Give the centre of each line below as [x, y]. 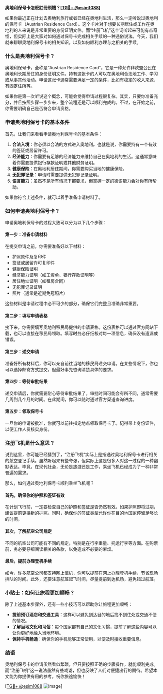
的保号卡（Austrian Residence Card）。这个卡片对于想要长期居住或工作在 [78, 24]
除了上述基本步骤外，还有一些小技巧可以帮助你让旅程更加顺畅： [69, 604]
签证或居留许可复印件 [33, 263]
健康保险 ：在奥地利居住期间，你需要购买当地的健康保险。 [69, 169]
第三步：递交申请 [22, 351]
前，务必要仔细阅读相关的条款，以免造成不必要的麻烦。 [60, 549]
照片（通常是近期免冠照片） [40, 293]
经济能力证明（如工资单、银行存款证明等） [55, 275]
